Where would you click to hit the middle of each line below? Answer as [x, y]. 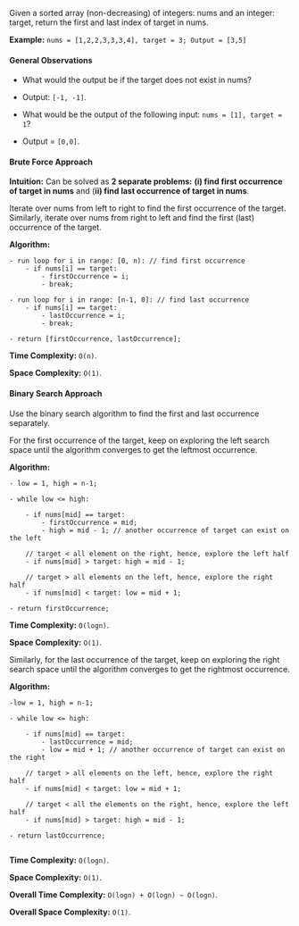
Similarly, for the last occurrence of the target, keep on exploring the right [145, 659]
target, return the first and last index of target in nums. [109, 22]
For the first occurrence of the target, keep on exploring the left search [139, 440]
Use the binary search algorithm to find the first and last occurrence [134, 413]
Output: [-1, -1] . [54, 97]
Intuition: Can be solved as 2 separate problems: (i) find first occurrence [146, 181]
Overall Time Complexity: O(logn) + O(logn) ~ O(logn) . [114, 894]
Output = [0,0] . [51, 141]
